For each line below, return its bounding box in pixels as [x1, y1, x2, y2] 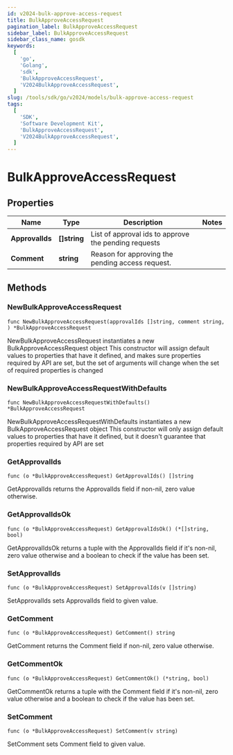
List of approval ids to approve [90, 229, 190, 239]
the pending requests [90, 238, 161, 247]
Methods [7, 282, 47, 293]
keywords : [7, 42, 36, 49]
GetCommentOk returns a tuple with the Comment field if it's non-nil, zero [7, 687, 218, 695]
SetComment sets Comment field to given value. [7, 740, 146, 748]
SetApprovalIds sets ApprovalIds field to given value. [7, 596, 158, 605]
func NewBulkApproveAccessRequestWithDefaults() [7, 399, 150, 407]
